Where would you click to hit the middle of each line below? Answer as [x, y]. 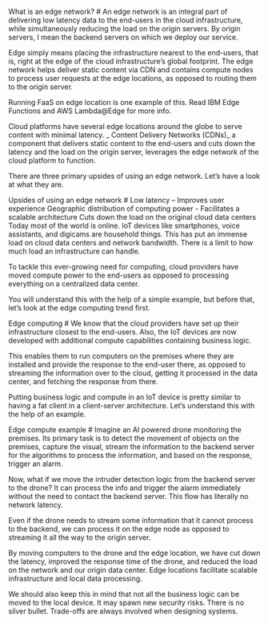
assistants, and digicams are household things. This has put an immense [128, 234]
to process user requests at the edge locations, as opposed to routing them [133, 78]
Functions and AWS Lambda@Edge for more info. [90, 111]
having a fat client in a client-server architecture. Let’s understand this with [132, 405]
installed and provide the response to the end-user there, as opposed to [127, 365]
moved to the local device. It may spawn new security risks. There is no [126, 602]
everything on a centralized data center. [74, 284]
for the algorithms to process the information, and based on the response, [130, 455]
